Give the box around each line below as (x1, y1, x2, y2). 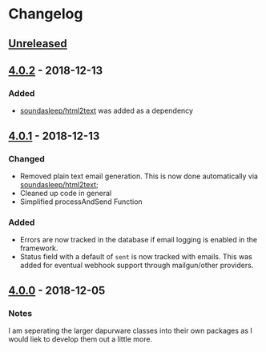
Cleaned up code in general (19, 188, 112, 198)
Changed (8, 153, 46, 164)
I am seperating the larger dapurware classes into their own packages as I (8, 326, 252, 335)
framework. (19, 243, 58, 253)
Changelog (8, 5, 83, 23)
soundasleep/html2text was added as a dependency (19, 106, 194, 116)
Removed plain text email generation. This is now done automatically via (19, 171, 259, 181)
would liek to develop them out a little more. (8, 334, 153, 344)
